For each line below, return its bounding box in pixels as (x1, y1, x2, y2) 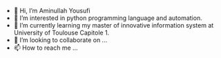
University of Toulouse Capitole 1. (13, 28, 110, 37)
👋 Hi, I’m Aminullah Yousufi (13, 7, 91, 14)
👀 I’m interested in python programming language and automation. (13, 14, 202, 22)
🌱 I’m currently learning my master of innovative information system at (13, 21, 214, 29)
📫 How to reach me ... (13, 43, 78, 52)
